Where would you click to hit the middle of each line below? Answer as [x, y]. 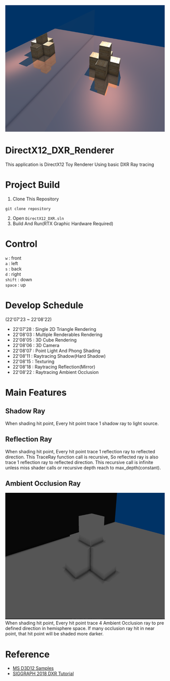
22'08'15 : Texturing [33, 361]
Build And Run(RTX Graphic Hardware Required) [63, 223]
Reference [27, 654]
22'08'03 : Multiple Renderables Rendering [57, 334]
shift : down [19, 279]
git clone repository [28, 209]
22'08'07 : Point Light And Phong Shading [56, 351]
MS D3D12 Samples [33, 668]
